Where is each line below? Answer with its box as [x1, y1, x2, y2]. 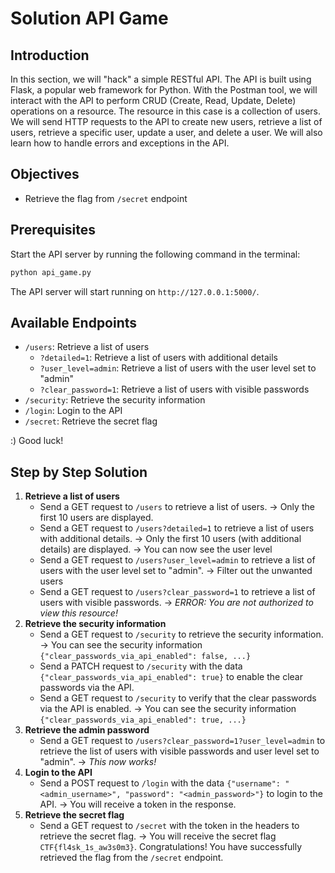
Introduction [10, 47, 90, 64]
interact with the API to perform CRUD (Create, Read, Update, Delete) [10, 95, 297, 106]
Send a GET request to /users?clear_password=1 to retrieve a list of [39, 586, 316, 598]
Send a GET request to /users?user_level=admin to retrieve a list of [39, 554, 316, 566]
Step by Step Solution [10, 463, 148, 481]
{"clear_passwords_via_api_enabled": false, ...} [39, 652, 252, 662]
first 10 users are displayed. [39, 512, 154, 524]
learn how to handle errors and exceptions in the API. [10, 137, 230, 149]
